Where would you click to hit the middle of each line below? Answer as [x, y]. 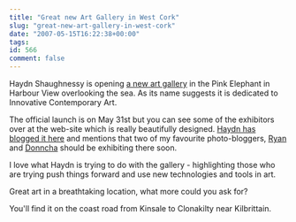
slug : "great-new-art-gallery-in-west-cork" [92, 26]
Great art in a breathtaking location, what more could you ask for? [129, 191]
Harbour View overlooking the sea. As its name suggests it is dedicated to [144, 93]
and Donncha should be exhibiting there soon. [93, 148]
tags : [19, 42]
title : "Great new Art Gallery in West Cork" [94, 17]
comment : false [37, 58]
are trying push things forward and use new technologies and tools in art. [143, 174]
